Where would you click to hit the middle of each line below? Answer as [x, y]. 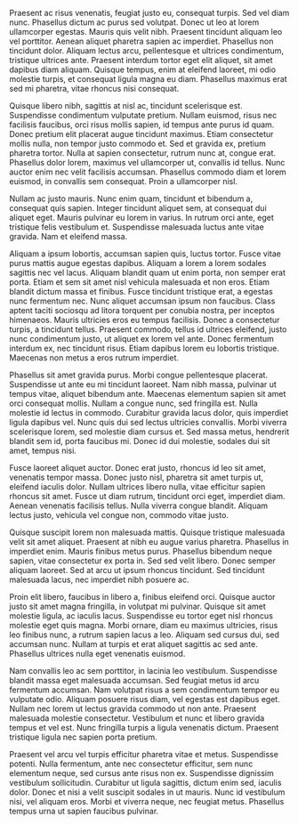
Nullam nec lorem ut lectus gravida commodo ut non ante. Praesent [133, 708]
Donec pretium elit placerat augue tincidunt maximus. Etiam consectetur [141, 134]
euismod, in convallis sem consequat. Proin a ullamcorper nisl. [124, 181]
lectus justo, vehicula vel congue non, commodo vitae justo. [119, 515]
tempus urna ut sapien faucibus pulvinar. [84, 811]
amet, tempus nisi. [43, 450]
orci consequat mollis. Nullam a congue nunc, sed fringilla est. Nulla [133, 403]
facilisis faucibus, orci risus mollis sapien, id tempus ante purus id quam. [142, 125]
